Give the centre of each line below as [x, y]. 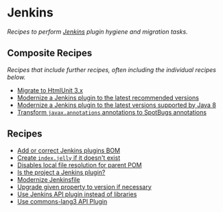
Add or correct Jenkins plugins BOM [69, 150]
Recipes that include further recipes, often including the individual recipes [111, 69]
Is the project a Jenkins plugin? [61, 172]
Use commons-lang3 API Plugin [62, 201]
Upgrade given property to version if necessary [84, 187]
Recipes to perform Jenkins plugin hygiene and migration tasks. [97, 32]
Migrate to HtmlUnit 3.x [50, 90]
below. [16, 77]
